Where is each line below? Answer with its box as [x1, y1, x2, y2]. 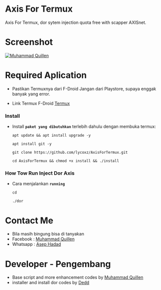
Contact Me [5, 215, 54, 226]
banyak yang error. [12, 91, 50, 97]
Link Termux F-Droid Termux [12, 100, 70, 106]
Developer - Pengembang [5, 258, 111, 270]
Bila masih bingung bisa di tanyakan [12, 231, 84, 237]
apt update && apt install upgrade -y [12, 133, 91, 138]
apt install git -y [12, 142, 52, 146]
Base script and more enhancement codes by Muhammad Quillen [12, 274, 143, 280]
